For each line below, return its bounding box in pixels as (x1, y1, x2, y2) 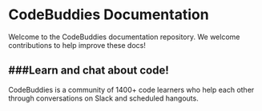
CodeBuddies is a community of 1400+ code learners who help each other (8, 85, 255, 94)
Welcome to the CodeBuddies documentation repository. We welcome (8, 32, 240, 42)
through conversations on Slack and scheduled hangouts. (8, 93, 199, 103)
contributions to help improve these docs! (8, 40, 146, 50)
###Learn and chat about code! (8, 64, 170, 77)
